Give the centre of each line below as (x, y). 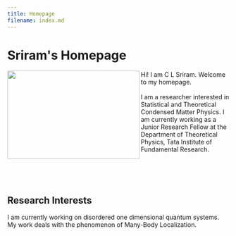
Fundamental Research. (175, 149)
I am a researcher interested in (185, 97)
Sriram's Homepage (67, 55)
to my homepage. (166, 82)
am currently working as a (179, 120)
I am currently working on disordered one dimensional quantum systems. (113, 217)
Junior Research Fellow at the (184, 127)
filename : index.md (36, 20)
